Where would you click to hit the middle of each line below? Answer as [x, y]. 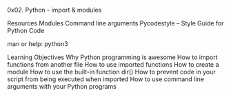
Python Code [26, 31]
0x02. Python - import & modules [54, 10]
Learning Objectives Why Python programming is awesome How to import [112, 57]
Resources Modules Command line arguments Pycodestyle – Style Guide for [115, 23]
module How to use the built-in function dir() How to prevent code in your [111, 72]
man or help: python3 [38, 44]
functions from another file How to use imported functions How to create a [113, 64]
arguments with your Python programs [62, 86]
